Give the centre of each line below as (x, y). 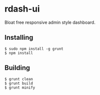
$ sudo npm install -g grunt (34, 49)
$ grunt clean (19, 79)
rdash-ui (22, 9)
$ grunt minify (20, 87)
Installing (19, 38)
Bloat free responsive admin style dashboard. (50, 22)
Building (17, 68)
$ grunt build (19, 83)
